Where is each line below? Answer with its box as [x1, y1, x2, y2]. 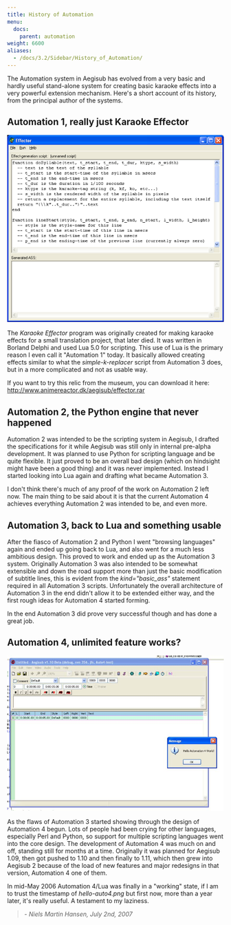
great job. [7, 616, 34, 625]
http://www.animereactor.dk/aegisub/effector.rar [7, 386, 145, 395]
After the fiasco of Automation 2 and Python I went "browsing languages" [7, 537, 215, 546]
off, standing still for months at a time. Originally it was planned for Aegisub [7, 847, 220, 856]
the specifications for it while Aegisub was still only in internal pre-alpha [7, 442, 211, 450]
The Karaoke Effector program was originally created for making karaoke [7, 329, 214, 337]
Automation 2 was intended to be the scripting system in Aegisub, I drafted [7, 435, 219, 444]
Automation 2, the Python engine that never [7, 406, 199, 417]
